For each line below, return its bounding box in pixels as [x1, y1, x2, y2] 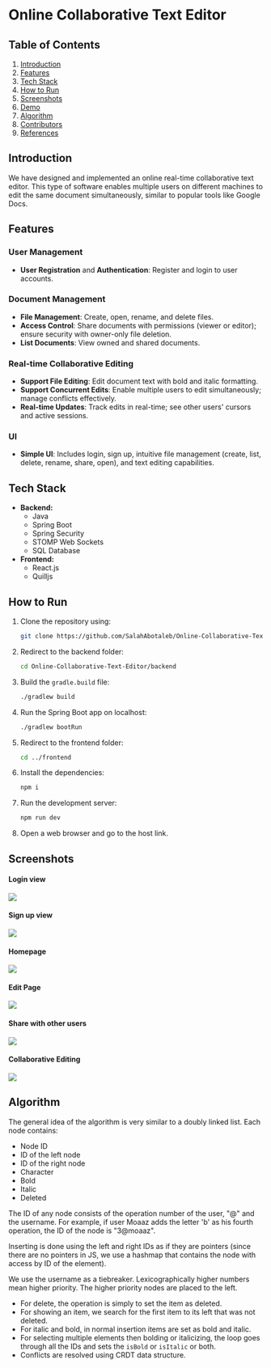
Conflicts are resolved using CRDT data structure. [19, 1349, 186, 1360]
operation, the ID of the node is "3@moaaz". [8, 1226, 156, 1235]
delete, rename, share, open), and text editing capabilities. [19, 458, 214, 468]
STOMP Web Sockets [32, 537, 104, 547]
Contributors [19, 120, 63, 129]
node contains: [8, 1125, 58, 1135]
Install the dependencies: [19, 768, 105, 777]
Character [19, 1167, 54, 1176]
